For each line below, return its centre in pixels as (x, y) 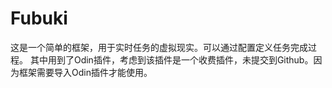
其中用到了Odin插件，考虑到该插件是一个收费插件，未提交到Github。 (171, 59)
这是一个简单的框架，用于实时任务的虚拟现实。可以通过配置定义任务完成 (159, 47)
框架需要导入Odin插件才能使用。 (85, 72)
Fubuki (39, 18)
